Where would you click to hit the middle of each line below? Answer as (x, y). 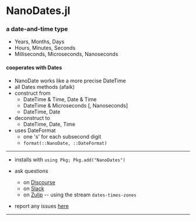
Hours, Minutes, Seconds (45, 48)
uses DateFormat (35, 130)
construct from (32, 93)
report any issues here (41, 206)
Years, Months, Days (39, 42)
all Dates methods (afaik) (44, 87)
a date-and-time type (37, 29)
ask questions (31, 171)
